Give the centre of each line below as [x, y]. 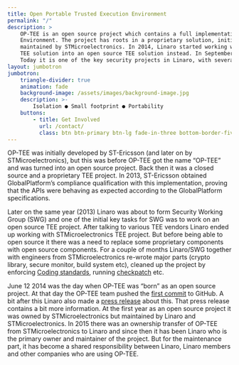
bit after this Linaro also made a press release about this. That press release [118, 301]
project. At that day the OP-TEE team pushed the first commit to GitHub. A [116, 294]
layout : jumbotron [34, 67]
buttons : [33, 113]
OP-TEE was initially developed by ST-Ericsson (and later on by [100, 153]
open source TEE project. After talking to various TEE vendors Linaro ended [118, 227]
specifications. [29, 198]
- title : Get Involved [67, 119]
